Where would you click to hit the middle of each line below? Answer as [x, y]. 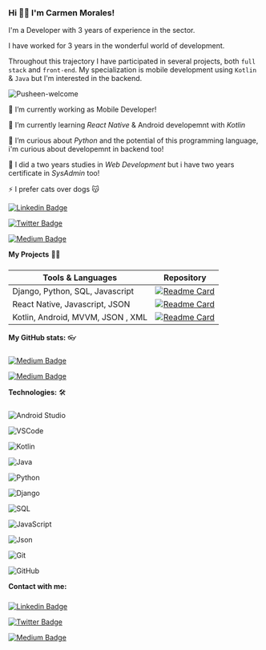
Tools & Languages [80, 278]
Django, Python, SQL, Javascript [73, 291]
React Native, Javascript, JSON [71, 304]
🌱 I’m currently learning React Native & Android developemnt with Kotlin [127, 125]
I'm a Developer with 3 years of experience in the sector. [102, 30]
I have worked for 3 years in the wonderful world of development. [117, 46]
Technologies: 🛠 [37, 392]
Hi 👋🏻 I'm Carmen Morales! [62, 13]
